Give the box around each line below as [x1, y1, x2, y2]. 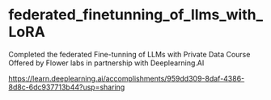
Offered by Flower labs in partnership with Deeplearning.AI [8, 58, 205, 68]
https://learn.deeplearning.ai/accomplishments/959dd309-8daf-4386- [8, 73, 245, 83]
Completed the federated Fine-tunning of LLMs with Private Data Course [8, 49, 251, 59]
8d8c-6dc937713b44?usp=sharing [8, 82, 125, 92]
